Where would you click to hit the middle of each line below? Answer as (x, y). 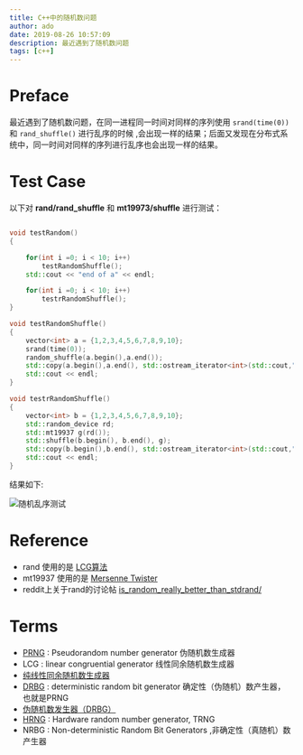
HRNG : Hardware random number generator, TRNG (119, 719)
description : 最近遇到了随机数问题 (69, 43)
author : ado (32, 26)
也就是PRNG (46, 697)
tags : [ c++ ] (32, 51)
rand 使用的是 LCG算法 (65, 566)
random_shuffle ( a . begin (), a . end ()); (95, 358)
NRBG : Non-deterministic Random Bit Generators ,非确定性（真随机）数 (156, 730)
